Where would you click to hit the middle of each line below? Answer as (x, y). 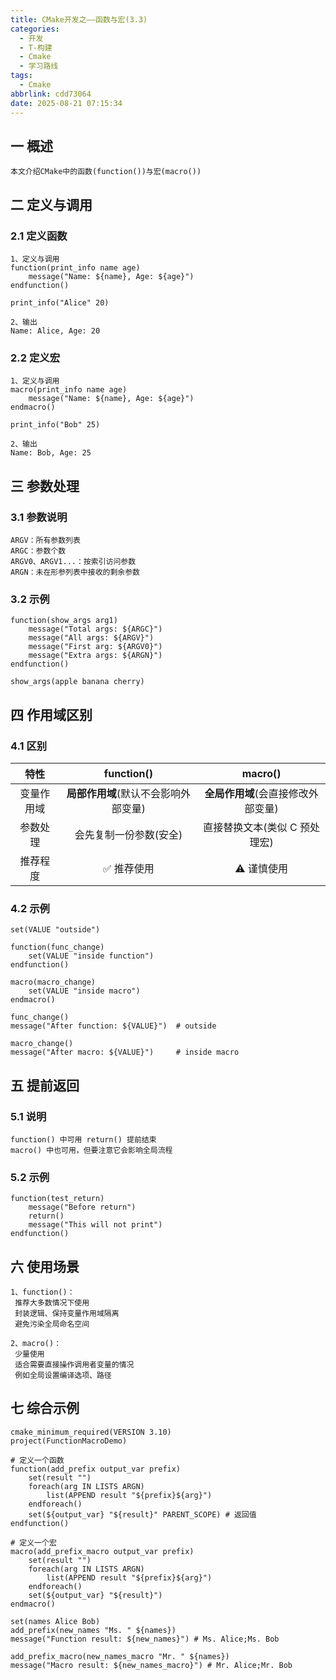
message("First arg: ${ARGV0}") (95, 647)
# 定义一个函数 (37, 1460)
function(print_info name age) (75, 268)
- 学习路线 (39, 66)
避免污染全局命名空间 (52, 1324)
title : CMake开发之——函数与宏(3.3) (79, 19)
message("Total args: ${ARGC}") (95, 629)
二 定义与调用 (51, 204)
